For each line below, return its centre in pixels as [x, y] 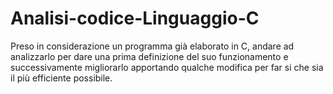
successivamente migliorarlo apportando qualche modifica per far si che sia [167, 67]
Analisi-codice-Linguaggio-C [135, 18]
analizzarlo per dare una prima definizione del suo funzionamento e [149, 56]
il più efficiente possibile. [61, 78]
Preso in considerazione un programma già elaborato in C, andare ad [152, 46]
